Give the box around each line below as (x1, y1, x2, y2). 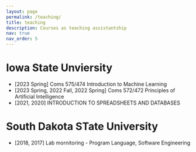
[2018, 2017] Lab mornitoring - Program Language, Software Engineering (14, 139, 191, 146)
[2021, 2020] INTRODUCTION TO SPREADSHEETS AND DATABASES (14, 99, 180, 106)
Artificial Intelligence (14, 93, 64, 100)
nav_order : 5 (6, 36, 38, 42)
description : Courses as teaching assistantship (6, 25, 127, 31)
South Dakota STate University (6, 120, 159, 133)
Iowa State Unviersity (6, 61, 113, 75)
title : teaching (6, 19, 46, 25)
